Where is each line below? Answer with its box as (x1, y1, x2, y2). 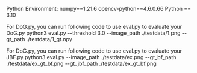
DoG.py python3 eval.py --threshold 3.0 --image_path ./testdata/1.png (6, 29, 181, 36)
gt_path (6, 36, 25, 42)
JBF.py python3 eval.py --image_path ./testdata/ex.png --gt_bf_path (6, 54, 177, 60)
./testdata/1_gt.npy (26, 36, 72, 42)
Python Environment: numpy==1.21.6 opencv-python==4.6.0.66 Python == (6, 5, 192, 12)
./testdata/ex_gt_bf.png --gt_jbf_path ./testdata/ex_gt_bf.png (6, 60, 157, 67)
